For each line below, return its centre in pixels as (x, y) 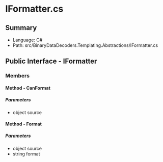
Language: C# (28, 40)
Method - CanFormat (28, 88)
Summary (21, 28)
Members (17, 76)
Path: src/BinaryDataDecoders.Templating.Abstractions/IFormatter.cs (85, 45)
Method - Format (24, 124)
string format (26, 154)
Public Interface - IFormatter (51, 61)
